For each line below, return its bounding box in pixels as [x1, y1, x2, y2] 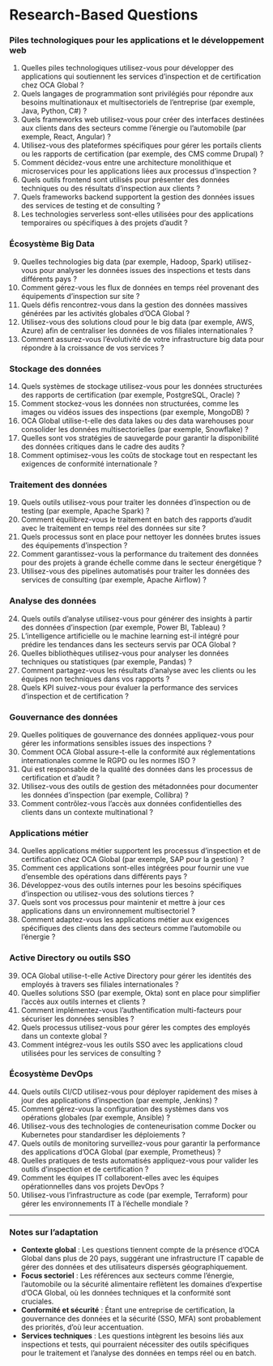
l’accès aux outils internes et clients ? [20, 997, 146, 1006]
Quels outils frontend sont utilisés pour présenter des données [20, 175, 230, 185]
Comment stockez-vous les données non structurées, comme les [20, 399, 240, 408]
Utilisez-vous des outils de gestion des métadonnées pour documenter [20, 781, 258, 791]
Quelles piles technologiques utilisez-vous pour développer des [20, 63, 234, 73]
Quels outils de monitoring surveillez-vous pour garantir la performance [20, 1138, 261, 1148]
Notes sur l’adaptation [9, 1226, 99, 1237]
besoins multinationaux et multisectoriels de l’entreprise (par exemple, [20, 97, 256, 107]
